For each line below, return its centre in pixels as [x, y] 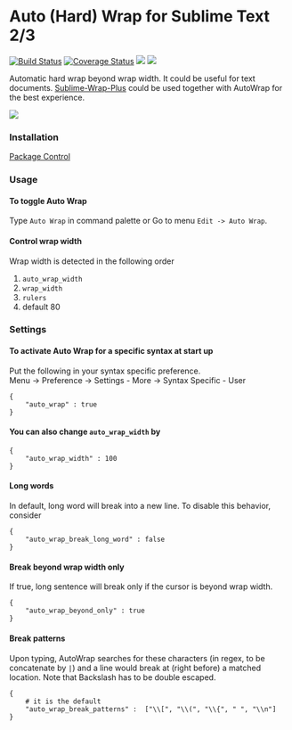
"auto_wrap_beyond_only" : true [85, 611]
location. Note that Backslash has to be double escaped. [113, 677]
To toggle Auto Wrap [48, 201]
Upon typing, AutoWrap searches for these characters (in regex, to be [137, 658]
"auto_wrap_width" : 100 [71, 458]
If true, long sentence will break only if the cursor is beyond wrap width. [141, 586]
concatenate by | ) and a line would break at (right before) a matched [135, 668]
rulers [34, 298]
